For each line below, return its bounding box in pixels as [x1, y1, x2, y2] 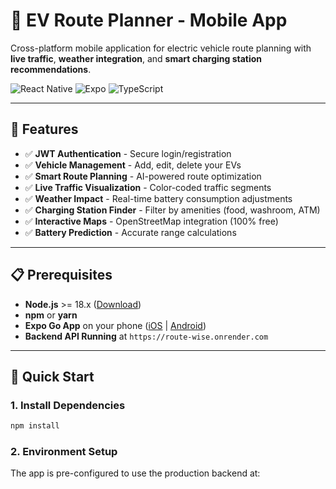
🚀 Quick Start [10, 368, 95, 385]
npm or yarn [24, 309, 78, 321]
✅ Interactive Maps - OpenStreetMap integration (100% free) [24, 215, 279, 227]
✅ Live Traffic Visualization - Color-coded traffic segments [24, 181, 272, 193]
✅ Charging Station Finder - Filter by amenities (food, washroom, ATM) [24, 204, 321, 216]
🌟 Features [10, 121, 79, 138]
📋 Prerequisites [10, 267, 113, 284]
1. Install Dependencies [10, 398, 126, 412]
